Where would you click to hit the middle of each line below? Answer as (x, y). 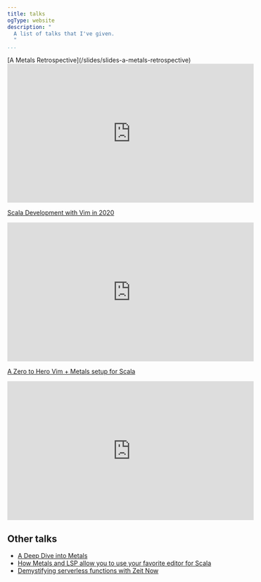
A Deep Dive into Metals (52, 555)
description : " (30, 27)
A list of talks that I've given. (64, 34)
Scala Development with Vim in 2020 (61, 213)
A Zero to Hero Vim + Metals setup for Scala (71, 372)
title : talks (26, 14)
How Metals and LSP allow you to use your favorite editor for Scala (114, 563)
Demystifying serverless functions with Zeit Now (88, 570)
